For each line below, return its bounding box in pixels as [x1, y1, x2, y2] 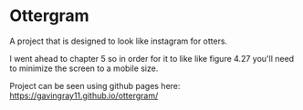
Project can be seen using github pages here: [9, 80, 181, 91]
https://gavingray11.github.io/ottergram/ [9, 90, 159, 101]
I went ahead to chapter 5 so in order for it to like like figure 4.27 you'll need [9, 53, 295, 64]
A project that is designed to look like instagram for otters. [9, 35, 228, 46]
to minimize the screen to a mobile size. [9, 63, 159, 74]
